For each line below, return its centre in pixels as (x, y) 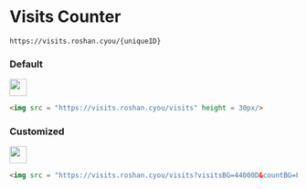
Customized (37, 131)
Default (26, 64)
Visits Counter (65, 17)
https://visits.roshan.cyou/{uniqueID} (85, 41)
